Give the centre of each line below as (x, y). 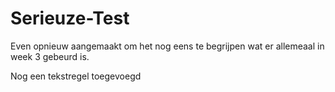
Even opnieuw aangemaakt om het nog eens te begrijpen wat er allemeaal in (167, 46)
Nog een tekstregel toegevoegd (76, 76)
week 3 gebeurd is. (50, 56)
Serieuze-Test (70, 18)
